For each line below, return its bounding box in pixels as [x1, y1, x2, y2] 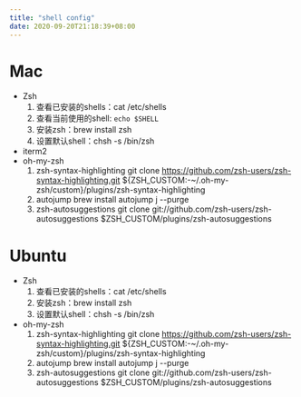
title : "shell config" [9, 13, 95, 23]
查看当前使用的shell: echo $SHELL [35, 113, 159, 124]
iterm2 [22, 146, 48, 157]
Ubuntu [9, 245, 67, 266]
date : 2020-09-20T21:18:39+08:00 [9, 22, 136, 31]
